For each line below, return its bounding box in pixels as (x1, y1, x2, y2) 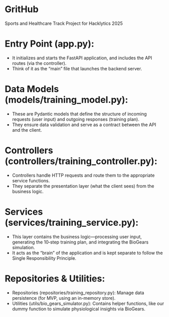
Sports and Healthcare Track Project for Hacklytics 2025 (5, 20, 123, 26)
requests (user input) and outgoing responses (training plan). (12, 116, 140, 122)
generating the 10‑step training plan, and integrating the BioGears (12, 239, 149, 245)
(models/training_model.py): (5, 94, 129, 106)
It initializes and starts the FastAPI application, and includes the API (12, 55, 152, 61)
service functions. (12, 177, 50, 183)
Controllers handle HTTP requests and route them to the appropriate (12, 172, 155, 178)
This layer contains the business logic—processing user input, (12, 233, 142, 240)
